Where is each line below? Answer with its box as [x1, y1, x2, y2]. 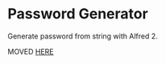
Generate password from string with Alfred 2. [7, 31, 158, 41]
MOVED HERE [7, 46, 54, 56]
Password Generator [7, 5, 148, 23]
